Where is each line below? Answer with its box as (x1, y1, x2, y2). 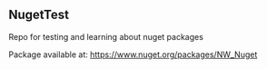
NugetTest (8, 7, 70, 23)
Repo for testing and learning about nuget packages (8, 31, 203, 42)
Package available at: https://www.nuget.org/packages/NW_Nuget (8, 49, 258, 60)
